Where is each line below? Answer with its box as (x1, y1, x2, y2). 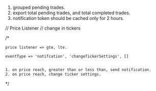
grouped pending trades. (12, 5, 65, 10)
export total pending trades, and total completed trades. (12, 10, 131, 16)
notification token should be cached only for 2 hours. (12, 15, 124, 21)
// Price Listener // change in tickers (5, 25, 81, 31)
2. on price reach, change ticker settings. (5, 72, 101, 77)
